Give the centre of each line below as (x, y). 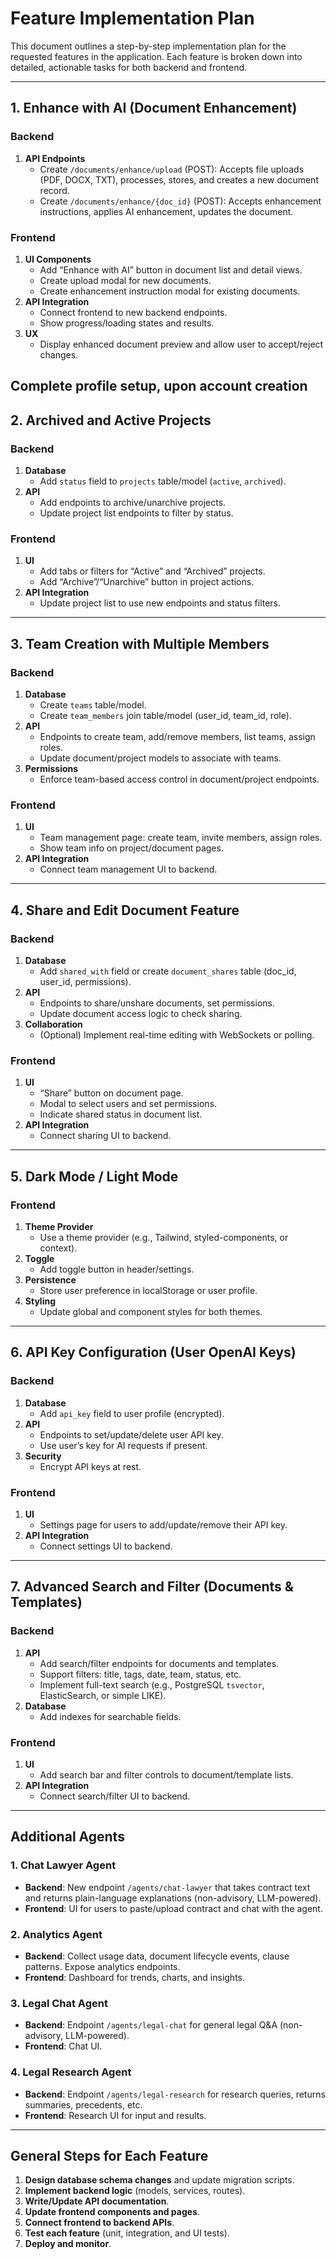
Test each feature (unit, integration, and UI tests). (127, 2233)
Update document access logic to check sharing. (141, 1013)
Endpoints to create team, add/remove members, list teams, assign (177, 736)
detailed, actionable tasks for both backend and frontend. (129, 67)
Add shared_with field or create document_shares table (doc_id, (168, 971)
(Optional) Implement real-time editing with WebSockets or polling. (177, 1034)
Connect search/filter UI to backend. (115, 1796)
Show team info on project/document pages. (131, 848)
